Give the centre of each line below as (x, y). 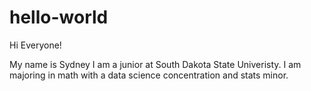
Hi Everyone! (35, 45)
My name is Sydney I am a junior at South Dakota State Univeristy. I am (155, 64)
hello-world (59, 17)
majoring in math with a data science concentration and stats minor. (149, 75)
